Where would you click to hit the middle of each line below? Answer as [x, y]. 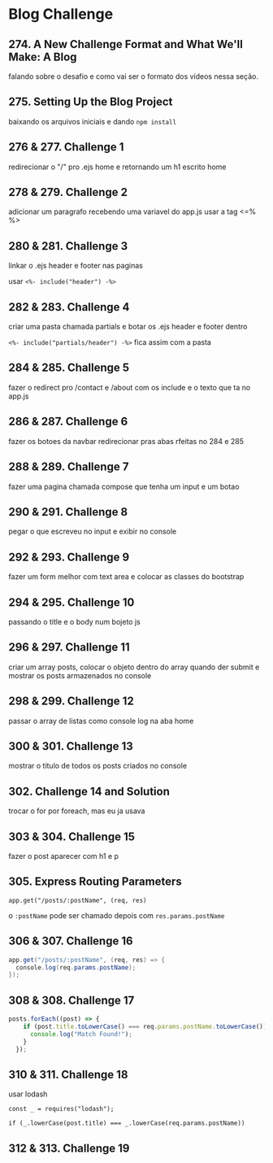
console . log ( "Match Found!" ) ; [81, 1034]
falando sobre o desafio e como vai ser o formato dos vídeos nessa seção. [133, 76]
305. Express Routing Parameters [95, 882]
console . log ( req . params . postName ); [76, 967]
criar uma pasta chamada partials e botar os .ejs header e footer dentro [128, 327]
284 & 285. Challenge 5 [69, 368]
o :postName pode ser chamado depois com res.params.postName [117, 915]
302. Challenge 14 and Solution [89, 791]
